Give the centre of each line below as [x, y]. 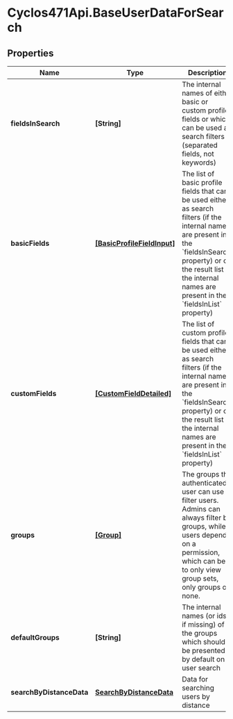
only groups [201, 587]
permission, [201, 552]
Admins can [201, 509]
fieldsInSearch [35, 123]
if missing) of [203, 625]
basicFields [30, 243]
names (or [198, 616]
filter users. [200, 500]
